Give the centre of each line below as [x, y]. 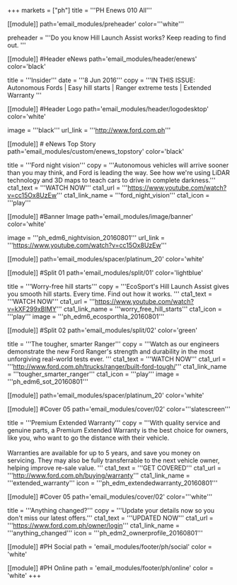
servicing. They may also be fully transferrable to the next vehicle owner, [114, 460]
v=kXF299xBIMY [32, 309]
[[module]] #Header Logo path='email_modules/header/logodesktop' [108, 109]
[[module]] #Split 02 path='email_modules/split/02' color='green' [103, 330]
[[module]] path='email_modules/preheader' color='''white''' [96, 24]
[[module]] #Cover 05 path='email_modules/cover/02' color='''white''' [110, 496]
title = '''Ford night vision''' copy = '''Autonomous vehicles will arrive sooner [118, 165]
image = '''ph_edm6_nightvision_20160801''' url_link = [86, 238]
